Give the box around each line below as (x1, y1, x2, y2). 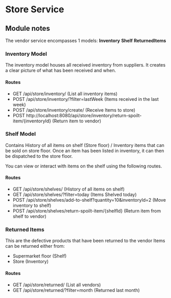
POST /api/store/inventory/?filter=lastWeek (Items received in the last (12, 96, 159, 102)
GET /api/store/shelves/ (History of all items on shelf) (12, 186, 125, 192)
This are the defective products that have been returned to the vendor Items (5, 238, 165, 244)
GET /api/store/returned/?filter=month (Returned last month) (12, 287, 140, 293)
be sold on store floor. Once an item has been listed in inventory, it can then (5, 147, 164, 154)
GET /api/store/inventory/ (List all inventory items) (12, 91, 118, 97)
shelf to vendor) (12, 214, 47, 219)
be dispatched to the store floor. (5, 153, 73, 159)
